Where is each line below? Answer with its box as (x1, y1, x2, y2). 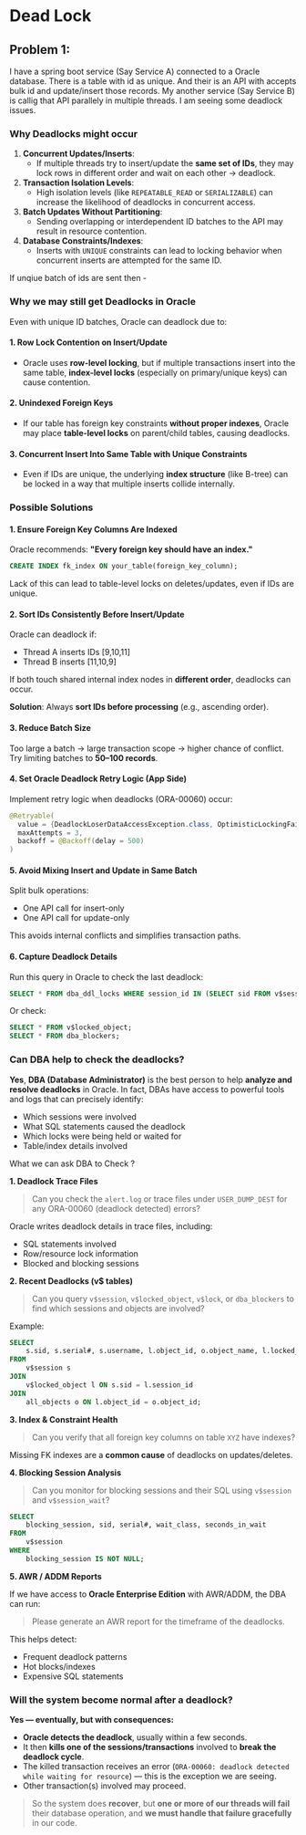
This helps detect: (9, 1633, 77, 1644)
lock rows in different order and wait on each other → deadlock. (36, 168, 276, 179)
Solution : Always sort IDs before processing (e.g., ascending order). (9, 702, 270, 713)
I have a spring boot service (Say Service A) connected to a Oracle (9, 66, 260, 77)
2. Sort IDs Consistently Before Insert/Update (9, 609, 185, 620)
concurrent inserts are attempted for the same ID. (36, 255, 222, 266)
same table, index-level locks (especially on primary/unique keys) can (22, 367, 288, 378)
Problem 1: (9, 42, 71, 57)
